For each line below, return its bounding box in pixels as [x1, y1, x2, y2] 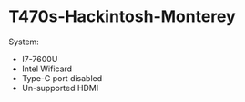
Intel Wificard [21, 63, 73, 74]
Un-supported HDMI [21, 82, 99, 93]
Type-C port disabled [21, 72, 103, 83]
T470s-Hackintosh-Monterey [8, 6, 236, 27]
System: [8, 36, 40, 47]
